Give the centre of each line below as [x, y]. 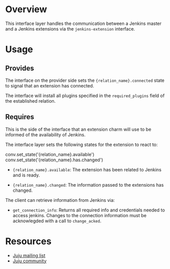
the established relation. [31, 101]
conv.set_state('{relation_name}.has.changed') [54, 160]
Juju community [30, 261]
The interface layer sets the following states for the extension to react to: [81, 144]
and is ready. [26, 175]
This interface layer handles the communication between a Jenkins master [83, 23]
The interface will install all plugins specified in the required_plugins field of [85, 96]
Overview [26, 9]
